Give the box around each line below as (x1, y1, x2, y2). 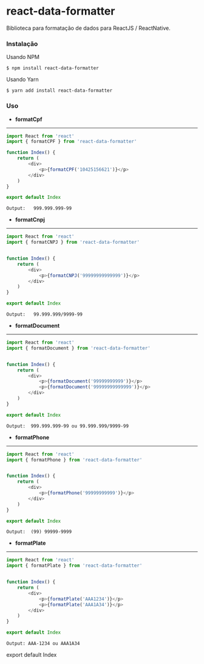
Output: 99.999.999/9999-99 (6, 311, 83, 317)
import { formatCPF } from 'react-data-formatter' (6, 139, 137, 145)
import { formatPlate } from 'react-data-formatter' (6, 562, 143, 569)
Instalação (6, 40, 38, 48)
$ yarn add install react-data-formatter (6, 88, 113, 94)
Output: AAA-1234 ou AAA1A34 (6, 640, 80, 647)
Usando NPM (6, 54, 39, 61)
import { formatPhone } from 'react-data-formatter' (6, 457, 143, 463)
